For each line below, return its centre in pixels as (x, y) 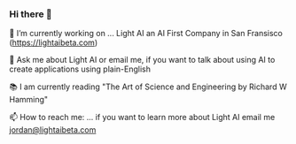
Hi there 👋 (31, 14)
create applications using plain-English (80, 69)
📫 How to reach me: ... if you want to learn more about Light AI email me (142, 117)
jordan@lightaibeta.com (53, 130)
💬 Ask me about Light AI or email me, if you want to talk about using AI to (142, 60)
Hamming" (29, 100)
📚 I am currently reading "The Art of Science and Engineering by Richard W (148, 87)
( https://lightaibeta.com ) (54, 42)
